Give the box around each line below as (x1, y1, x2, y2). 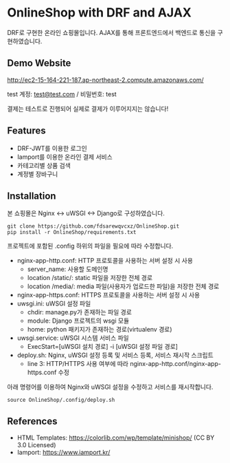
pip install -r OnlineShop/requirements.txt (7, 229, 137, 236)
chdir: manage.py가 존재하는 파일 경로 (27, 308, 133, 316)
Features (7, 125, 46, 137)
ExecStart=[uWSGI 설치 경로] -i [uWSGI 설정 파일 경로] (27, 343, 179, 351)
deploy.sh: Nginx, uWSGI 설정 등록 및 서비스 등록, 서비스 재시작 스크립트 (16, 351, 214, 359)
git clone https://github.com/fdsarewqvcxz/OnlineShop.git (7, 223, 180, 230)
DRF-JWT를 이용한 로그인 (16, 144, 87, 152)
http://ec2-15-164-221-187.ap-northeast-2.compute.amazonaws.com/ (7, 76, 204, 84)
